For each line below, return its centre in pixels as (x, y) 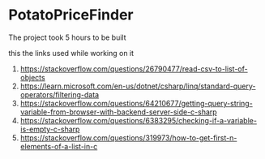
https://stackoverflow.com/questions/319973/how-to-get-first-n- (128, 138)
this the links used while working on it (71, 53)
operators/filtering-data (60, 94)
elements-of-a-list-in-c (59, 146)
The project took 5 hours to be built (67, 37)
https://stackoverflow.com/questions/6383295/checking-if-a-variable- (139, 120)
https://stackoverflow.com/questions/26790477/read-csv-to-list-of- (134, 69)
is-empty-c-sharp (50, 129)
